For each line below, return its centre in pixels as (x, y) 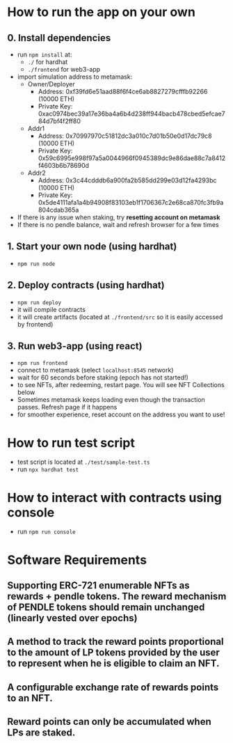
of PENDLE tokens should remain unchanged (106, 607)
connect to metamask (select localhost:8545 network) (95, 370)
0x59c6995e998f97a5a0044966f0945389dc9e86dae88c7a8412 (132, 158)
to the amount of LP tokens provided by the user (114, 653)
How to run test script (71, 443)
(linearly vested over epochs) (72, 618)
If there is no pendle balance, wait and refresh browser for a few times (118, 225)
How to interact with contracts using (115, 498)
